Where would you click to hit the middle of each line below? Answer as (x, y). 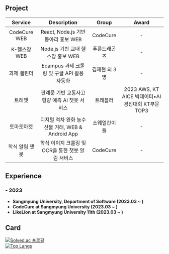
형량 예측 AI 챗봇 (60, 100)
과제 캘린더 (21, 73)
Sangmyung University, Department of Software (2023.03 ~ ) (78, 201)
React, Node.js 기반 (63, 32)
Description (63, 22)
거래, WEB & (69, 127)
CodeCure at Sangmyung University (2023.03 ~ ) (65, 207)
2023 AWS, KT (142, 89)
